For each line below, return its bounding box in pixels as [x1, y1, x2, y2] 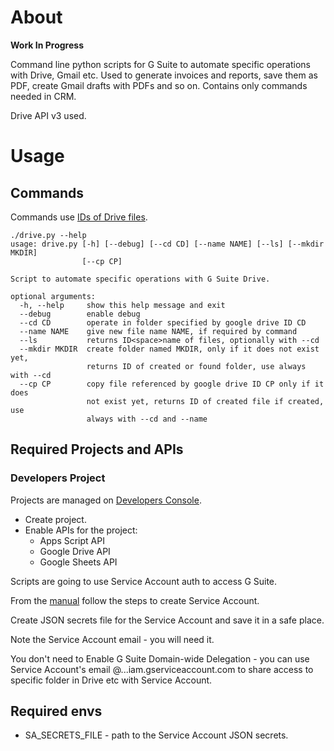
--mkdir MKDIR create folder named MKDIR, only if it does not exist [19, 344, 320, 354]
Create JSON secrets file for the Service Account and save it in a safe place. [10, 614, 325, 626]
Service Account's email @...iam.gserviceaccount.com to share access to [10, 663, 314, 675]
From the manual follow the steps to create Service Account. [10, 594, 260, 606]
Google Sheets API [39, 556, 118, 568]
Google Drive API [39, 545, 111, 557]
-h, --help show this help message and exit [19, 300, 226, 310]
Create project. [24, 513, 87, 525]
